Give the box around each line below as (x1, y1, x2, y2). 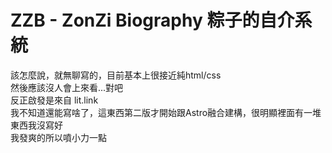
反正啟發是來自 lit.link (10, 94, 99, 106)
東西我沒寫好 (10, 119, 63, 131)
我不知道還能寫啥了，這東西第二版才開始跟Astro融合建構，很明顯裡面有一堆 (10, 106, 322, 118)
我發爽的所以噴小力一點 (10, 131, 107, 143)
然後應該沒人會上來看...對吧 (10, 81, 124, 93)
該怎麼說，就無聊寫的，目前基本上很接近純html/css (10, 69, 222, 81)
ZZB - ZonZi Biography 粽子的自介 (10, 9, 295, 32)
